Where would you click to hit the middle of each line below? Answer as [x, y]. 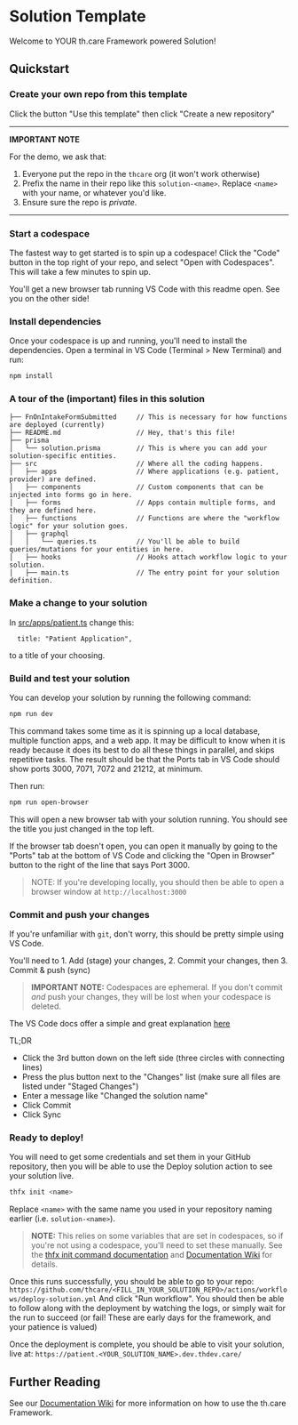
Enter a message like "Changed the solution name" [115, 1096]
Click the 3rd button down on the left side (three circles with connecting [153, 1058]
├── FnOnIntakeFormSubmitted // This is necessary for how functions [149, 417]
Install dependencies [55, 321]
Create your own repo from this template [98, 94]
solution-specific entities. [63, 456]
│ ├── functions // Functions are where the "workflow [144, 519]
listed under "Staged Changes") [80, 1086]
